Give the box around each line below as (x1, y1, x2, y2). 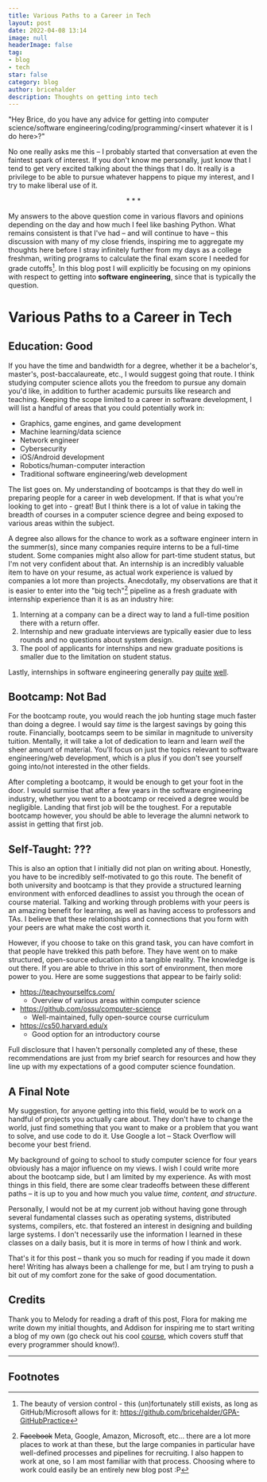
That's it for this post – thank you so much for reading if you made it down (8, 1253, 250, 1263)
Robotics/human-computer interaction (19, 460, 145, 470)
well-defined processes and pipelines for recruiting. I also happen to (19, 1448, 244, 1457)
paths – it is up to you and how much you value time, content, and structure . (8, 1189, 257, 1198)
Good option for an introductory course (31, 1030, 161, 1039)
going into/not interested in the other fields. (8, 762, 151, 772)
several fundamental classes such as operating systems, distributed (8, 1213, 231, 1222)
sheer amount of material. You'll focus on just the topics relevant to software (8, 745, 258, 755)
